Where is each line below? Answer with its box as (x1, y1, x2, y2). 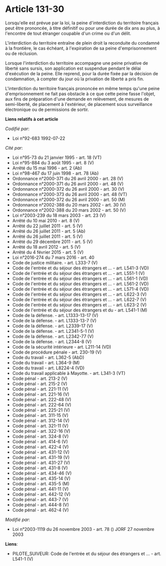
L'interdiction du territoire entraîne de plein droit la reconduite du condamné (5, 40, 160, 46)
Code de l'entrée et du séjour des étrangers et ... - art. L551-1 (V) (12, 270, 145, 276)
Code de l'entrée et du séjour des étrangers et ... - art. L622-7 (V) (12, 296, 147, 303)
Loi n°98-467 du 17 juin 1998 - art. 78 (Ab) (12, 170, 99, 176)
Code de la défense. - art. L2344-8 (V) (12, 338, 92, 345)
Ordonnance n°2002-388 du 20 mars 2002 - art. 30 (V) (12, 202, 126, 207)
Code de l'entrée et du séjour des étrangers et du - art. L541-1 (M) (12, 307, 148, 313)
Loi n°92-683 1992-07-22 (12, 135, 65, 141)
